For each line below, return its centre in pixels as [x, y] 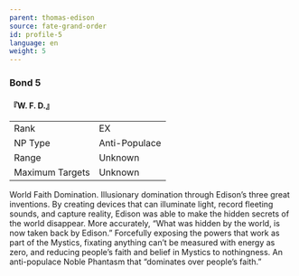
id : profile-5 [36, 34]
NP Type [33, 143]
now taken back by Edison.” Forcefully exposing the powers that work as [145, 233]
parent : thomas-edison [52, 18]
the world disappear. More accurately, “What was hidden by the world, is [145, 224]
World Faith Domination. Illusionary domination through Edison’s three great [150, 195]
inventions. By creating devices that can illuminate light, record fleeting [141, 205]
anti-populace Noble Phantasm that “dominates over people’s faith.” [135, 262]
